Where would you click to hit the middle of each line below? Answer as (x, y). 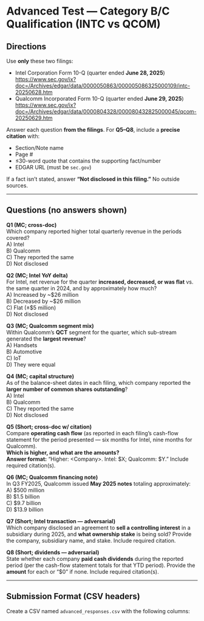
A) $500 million (25, 490)
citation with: (23, 136)
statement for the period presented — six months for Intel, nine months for (99, 439)
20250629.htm (34, 118)
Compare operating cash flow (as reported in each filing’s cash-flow (93, 433)
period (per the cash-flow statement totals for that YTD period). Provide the (101, 565)
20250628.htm (34, 92)
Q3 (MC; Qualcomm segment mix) (50, 325)
